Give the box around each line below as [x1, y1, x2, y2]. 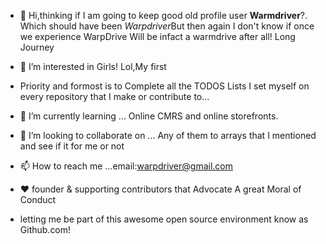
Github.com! [19, 224, 72, 235]
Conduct [19, 194, 57, 205]
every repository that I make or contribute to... [19, 91, 210, 102]
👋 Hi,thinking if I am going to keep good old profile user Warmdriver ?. [19, 10, 308, 21]
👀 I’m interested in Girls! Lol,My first [19, 61, 167, 72]
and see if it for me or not [19, 140, 125, 152]
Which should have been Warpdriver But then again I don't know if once [19, 20, 315, 32]
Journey [19, 41, 55, 53]
